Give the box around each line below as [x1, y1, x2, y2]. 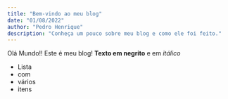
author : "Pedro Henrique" [7, 23, 83, 30]
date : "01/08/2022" [7, 17, 65, 24]
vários [17, 78, 37, 86]
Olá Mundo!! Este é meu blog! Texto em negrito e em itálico [7, 49, 181, 58]
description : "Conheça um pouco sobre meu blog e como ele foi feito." [7, 29, 222, 37]
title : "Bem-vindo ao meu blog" [7, 10, 102, 18]
